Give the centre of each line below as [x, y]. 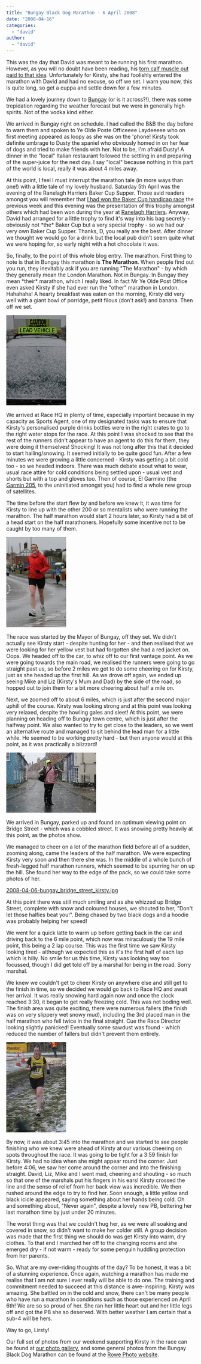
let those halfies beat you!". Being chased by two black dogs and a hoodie [98, 915]
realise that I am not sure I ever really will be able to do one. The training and [100, 1280]
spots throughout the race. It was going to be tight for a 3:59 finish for [92, 1155]
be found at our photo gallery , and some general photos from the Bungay [96, 1348]
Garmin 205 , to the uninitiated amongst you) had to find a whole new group [99, 485]
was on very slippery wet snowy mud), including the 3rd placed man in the [98, 1015]
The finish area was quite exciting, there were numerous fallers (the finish [97, 1008]
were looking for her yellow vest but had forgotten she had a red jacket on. [98, 650]
